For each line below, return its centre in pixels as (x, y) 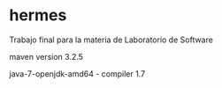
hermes (38, 15)
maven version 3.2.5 (46, 56)
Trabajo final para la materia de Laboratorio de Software (111, 40)
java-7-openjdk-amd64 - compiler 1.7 (77, 73)
